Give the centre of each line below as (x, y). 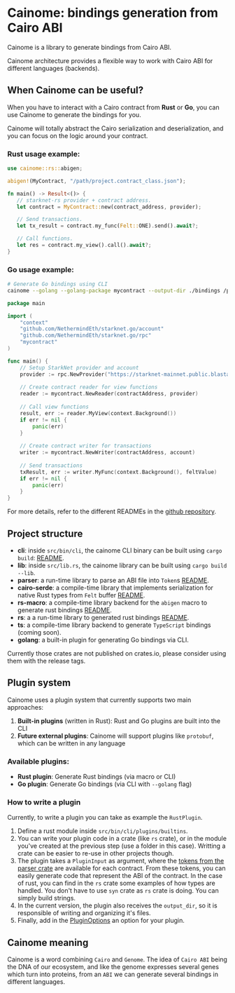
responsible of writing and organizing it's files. (84, 913)
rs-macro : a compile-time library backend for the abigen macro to (112, 603)
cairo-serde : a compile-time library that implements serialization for (115, 588)
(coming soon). (39, 633)
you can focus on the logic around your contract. (78, 135)
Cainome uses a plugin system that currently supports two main (99, 700)
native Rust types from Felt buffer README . (81, 595)
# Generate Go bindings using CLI (58, 284)
